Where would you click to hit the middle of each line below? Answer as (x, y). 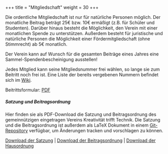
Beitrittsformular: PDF (28, 90)
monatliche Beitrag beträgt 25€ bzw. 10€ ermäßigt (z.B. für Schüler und (80, 23)
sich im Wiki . (19, 80)
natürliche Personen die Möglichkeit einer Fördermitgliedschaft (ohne (78, 39)
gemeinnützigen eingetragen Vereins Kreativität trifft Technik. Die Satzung (83, 119)
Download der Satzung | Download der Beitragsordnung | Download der (80, 140)
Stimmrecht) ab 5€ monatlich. (36, 44)
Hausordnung (20, 146)
